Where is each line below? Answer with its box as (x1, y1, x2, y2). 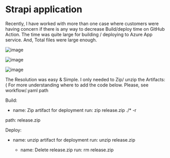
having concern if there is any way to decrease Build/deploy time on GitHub (5, 26, 165, 32)
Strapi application (5, 4, 82, 15)
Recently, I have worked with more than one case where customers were (5, 20, 159, 27)
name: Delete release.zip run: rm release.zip (20, 147, 114, 153)
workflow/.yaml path (5, 87, 49, 93)
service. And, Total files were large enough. (5, 37, 97, 43)
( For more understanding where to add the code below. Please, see (5, 82, 148, 88)
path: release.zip (5, 117, 41, 123)
